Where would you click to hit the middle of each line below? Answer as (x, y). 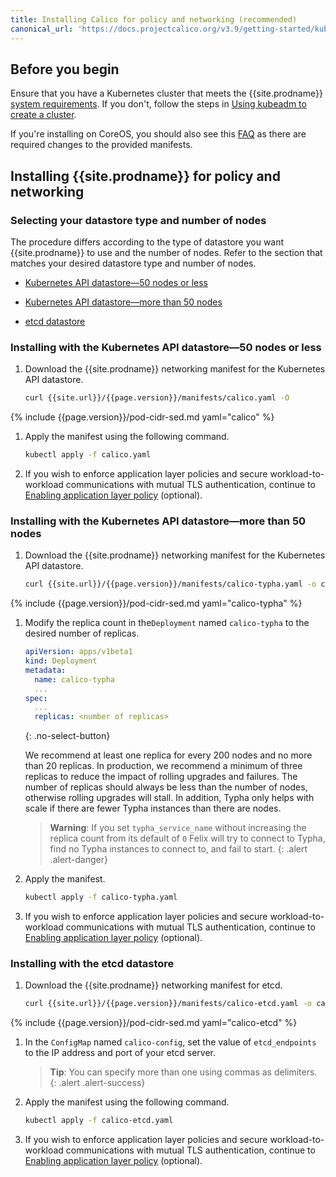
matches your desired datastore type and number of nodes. (133, 263)
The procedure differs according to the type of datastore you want (147, 242)
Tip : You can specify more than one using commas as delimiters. (183, 1072)
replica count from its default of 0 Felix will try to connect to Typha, (187, 838)
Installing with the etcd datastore (92, 964)
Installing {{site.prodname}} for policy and (145, 176)
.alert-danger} (78, 860)
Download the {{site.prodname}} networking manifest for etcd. (153, 985)
